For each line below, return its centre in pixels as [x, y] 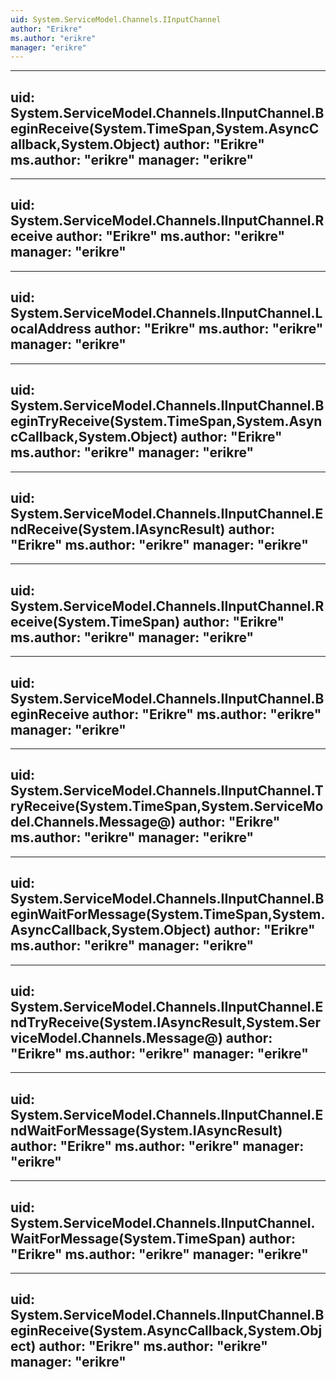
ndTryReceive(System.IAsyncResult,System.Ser [166, 1022]
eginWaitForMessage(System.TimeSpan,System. [168, 914]
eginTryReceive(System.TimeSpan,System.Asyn [166, 421]
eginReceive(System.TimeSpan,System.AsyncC [165, 128]
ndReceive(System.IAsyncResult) [118, 529]
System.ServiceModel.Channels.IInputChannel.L [166, 313]
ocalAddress [51, 329]
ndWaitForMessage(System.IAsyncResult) [146, 1130]
